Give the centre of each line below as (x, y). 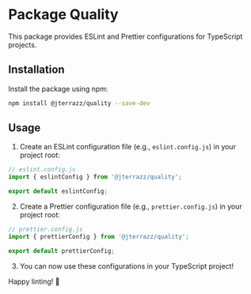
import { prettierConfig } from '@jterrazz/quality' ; (99, 236)
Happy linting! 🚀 (34, 281)
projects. (23, 44)
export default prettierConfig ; (61, 251)
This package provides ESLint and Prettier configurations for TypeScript (125, 36)
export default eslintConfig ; (58, 191)
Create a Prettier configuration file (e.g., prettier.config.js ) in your (131, 206)
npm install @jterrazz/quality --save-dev (79, 103)
